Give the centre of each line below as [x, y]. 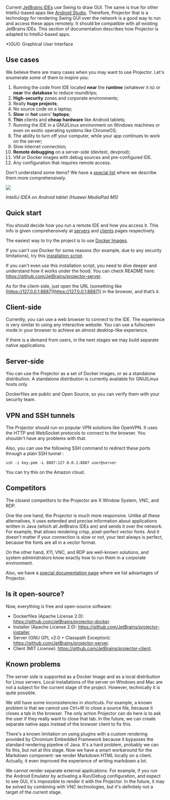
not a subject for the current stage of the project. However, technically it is [83, 687]
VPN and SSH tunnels [40, 415]
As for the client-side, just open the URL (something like [64, 286]
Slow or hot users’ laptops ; [42, 114]
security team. [21, 399]
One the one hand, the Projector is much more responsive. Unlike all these [83, 515]
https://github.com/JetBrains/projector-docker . [62, 621]
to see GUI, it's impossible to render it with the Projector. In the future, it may [85, 781]
